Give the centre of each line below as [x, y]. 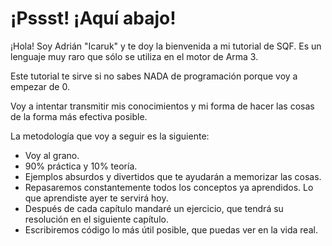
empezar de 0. [40, 86]
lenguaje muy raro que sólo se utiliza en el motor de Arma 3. [134, 56]
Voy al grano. [52, 155]
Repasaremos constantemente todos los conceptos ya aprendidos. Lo [169, 187]
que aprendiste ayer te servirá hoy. [96, 198]
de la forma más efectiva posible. [79, 116]
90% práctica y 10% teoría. [81, 166]
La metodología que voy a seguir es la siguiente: [110, 136]
